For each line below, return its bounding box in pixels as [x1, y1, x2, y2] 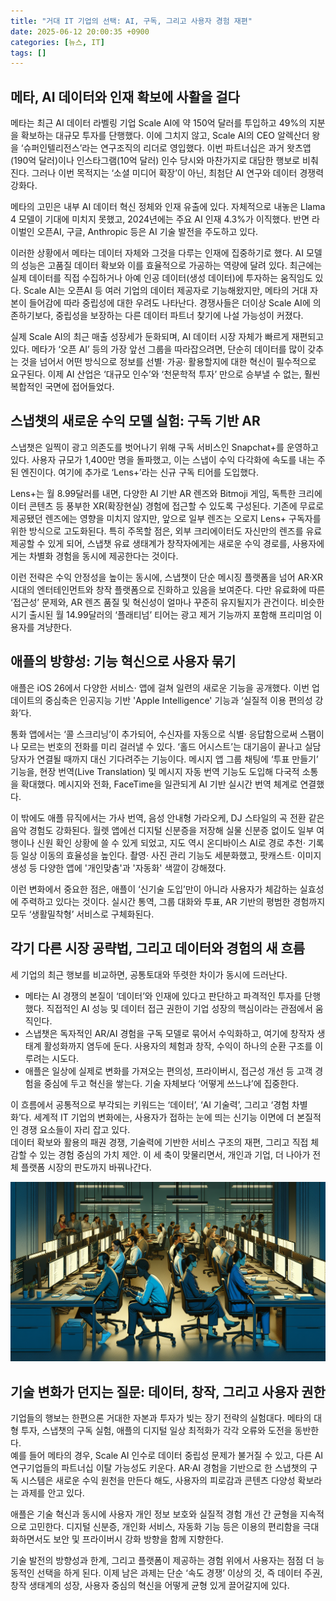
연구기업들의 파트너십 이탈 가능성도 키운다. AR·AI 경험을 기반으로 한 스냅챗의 [10, 1462, 308, 1474]
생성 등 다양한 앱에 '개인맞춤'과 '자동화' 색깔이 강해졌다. [10, 861, 227, 874]
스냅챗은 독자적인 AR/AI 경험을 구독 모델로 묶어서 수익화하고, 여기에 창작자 [24, 1027, 315, 1039]
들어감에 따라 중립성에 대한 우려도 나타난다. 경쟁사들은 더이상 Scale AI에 [28, 297, 311, 309]
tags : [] [10, 48, 47, 58]
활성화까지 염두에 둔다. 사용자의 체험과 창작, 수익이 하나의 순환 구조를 [43, 1040, 313, 1052]
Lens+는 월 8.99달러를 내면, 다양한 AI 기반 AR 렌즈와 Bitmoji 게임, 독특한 [10, 487, 297, 499]
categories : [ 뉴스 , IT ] [10, 37, 105, 47]
